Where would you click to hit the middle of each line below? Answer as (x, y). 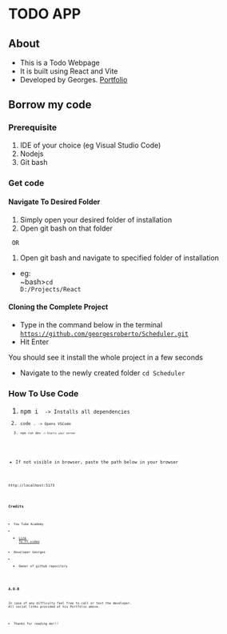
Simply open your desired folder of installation (96, 219)
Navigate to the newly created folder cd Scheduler (102, 373)
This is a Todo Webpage (60, 62)
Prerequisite (33, 127)
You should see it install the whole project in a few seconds (106, 358)
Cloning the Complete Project (58, 307)
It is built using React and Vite (69, 71)
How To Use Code (44, 393)
